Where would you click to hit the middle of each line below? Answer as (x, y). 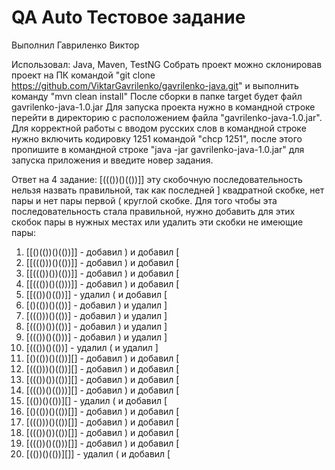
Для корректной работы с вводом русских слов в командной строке (159, 128)
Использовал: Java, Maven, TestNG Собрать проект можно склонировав (167, 64)
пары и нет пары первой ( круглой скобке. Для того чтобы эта (144, 200)
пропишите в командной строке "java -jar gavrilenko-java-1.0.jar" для (158, 149)
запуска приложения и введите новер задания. (112, 160)
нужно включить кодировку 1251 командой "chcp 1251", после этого (157, 138)
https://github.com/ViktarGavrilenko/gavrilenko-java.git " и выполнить (155, 85)
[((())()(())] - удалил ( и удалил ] (92, 347)
